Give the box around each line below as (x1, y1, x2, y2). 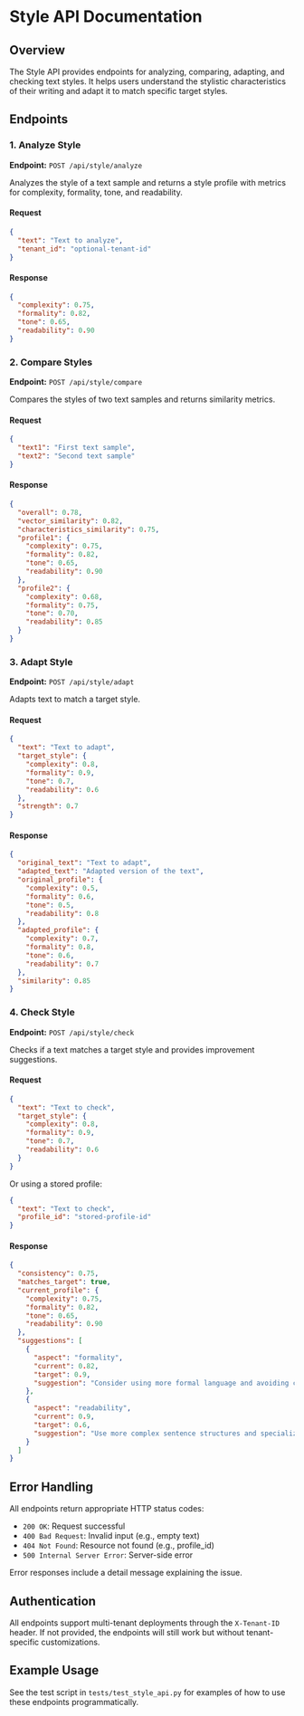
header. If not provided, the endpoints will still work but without (9, 1626, 244, 1637)
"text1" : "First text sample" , (17, 443, 136, 453)
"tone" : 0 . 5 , (25, 901, 75, 910)
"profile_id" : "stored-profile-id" (17, 1213, 152, 1222)
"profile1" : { (17, 533, 71, 542)
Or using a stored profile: (9, 1178, 102, 1189)
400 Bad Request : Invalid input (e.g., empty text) (22, 1530, 201, 1541)
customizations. (41, 1636, 100, 1647)
